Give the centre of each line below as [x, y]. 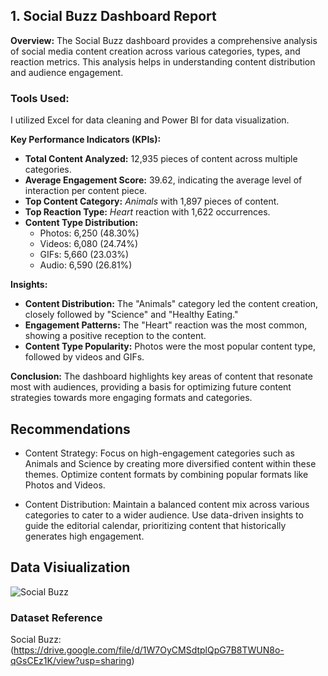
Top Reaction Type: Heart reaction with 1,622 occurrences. [147, 212]
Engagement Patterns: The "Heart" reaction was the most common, [166, 325]
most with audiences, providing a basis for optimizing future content [151, 387]
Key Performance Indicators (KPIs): [86, 140]
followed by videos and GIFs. [84, 357]
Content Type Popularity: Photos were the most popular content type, [170, 346]
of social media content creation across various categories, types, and [155, 51]
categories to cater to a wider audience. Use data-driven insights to [164, 515]
